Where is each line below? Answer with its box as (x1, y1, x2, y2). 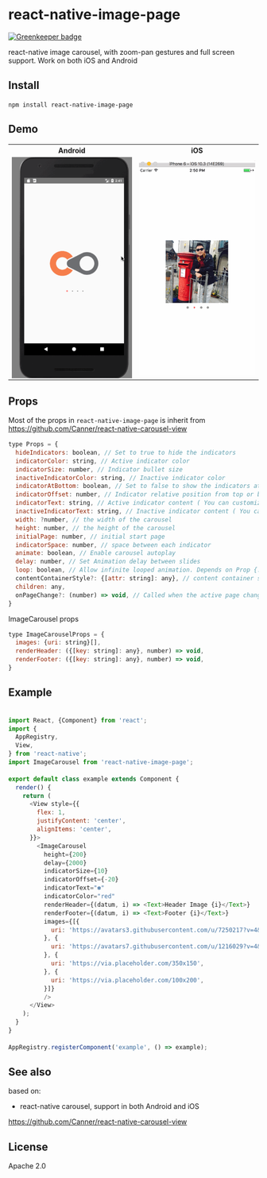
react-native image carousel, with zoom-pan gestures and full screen (8, 47, 235, 56)
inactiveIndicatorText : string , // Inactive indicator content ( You (15, 507, 250, 516)
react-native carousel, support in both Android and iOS (19, 1102, 200, 1111)
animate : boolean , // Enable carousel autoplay (15, 549, 176, 557)
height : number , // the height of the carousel (15, 524, 176, 532)
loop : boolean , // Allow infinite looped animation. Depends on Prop (15, 566, 250, 574)
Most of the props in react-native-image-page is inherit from (8, 416, 206, 425)
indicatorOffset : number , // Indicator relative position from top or (15, 490, 254, 498)
